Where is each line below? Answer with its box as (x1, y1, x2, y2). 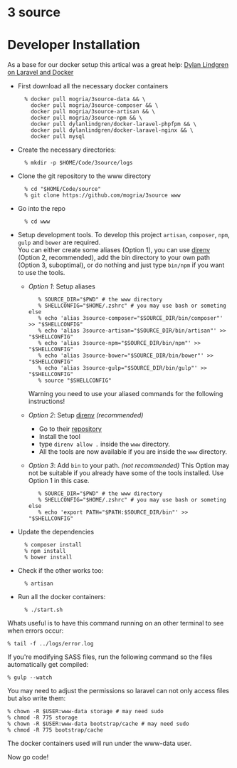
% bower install (24, 554, 73, 561)
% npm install (24, 548, 66, 555)
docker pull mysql (31, 133, 85, 140)
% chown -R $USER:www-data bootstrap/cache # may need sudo (7, 720, 190, 727)
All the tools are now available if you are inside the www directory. (38, 447, 228, 456)
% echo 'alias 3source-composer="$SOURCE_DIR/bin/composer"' (38, 315, 223, 322)
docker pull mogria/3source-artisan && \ (31, 108, 155, 115)
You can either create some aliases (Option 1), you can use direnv (17, 246, 211, 254)
